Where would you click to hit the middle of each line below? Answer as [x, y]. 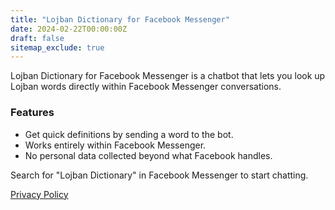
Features [32, 113]
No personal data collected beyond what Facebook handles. [148, 155]
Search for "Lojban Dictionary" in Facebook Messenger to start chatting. [159, 175]
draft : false [37, 38]
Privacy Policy [39, 194]
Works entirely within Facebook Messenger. [115, 145]
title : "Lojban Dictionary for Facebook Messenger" [120, 19]
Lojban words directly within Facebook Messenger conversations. [146, 87]
